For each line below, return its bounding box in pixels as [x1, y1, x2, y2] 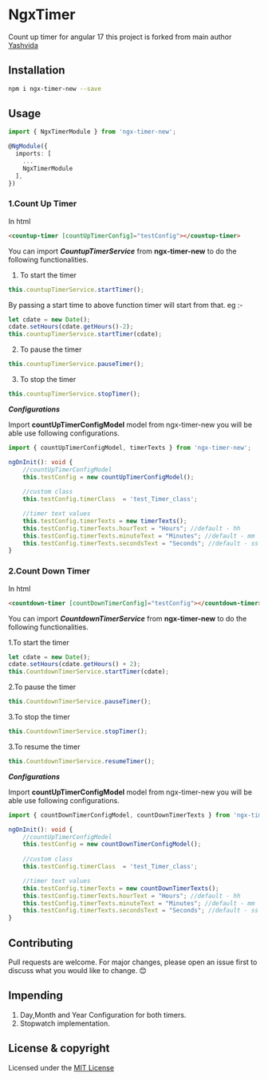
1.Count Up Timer [8, 198, 77, 209]
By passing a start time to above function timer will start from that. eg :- [8, 300, 243, 309]
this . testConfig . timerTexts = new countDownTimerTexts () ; [22, 884, 219, 893]
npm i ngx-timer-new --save [8, 85, 102, 93]
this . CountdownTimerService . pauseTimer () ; [8, 698, 152, 706]
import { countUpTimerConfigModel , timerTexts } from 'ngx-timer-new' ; [8, 443, 251, 451]
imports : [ [15, 150, 52, 158]
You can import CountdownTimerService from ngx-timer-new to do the [8, 613, 247, 623]
